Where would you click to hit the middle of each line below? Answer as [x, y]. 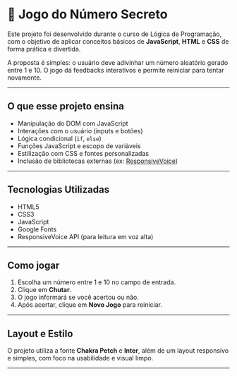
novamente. [25, 78]
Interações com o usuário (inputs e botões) [80, 131]
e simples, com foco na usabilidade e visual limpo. [80, 358]
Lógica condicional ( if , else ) [60, 138]
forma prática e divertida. [44, 49]
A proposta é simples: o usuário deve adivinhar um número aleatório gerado [118, 62]
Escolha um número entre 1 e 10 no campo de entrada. [97, 282]
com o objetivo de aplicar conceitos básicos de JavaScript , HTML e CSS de [118, 41]
